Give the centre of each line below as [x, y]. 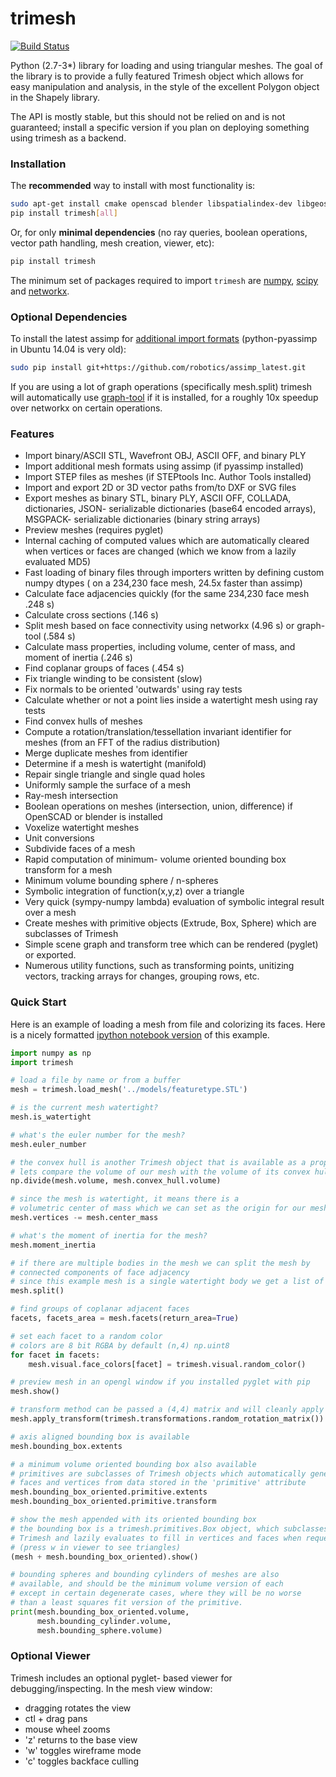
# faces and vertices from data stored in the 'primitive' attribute [158, 1483]
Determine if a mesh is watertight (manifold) [115, 764]
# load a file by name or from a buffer [96, 1080]
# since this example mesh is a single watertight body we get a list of [167, 1282]
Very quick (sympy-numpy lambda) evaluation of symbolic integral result [174, 902]
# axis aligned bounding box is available [100, 1437]
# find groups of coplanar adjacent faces [100, 1309]
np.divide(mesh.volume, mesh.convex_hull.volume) [116, 1181]
